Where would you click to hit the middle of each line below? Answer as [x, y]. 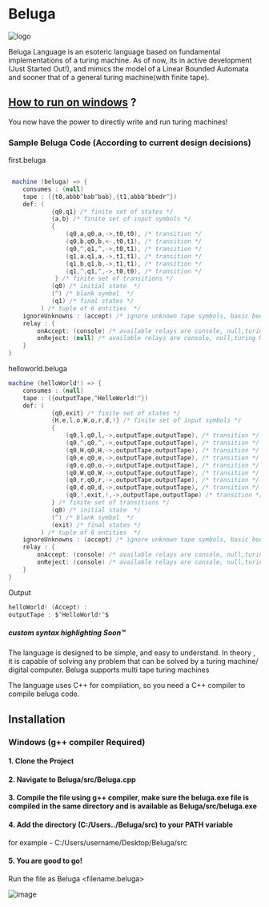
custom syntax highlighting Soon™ [67, 633]
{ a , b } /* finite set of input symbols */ [121, 219]
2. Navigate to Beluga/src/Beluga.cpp [72, 779]
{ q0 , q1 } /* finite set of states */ [112, 212]
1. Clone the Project [41, 761]
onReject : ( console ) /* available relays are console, [130, 562]
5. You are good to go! [45, 861]
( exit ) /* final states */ [96, 525]
